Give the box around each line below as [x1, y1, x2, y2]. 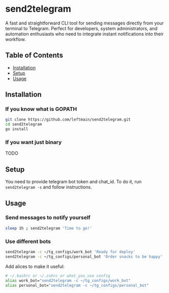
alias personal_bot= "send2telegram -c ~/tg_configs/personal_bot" [5, 283, 149, 288]
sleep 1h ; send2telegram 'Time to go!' [5, 226, 93, 231]
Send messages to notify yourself [5, 214, 91, 221]
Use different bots [5, 238, 51, 245]
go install [5, 127, 29, 132]
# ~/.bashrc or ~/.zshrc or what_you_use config [5, 273, 110, 278]
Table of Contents [5, 51, 64, 60]
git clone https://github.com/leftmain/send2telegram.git [5, 117, 131, 123]
